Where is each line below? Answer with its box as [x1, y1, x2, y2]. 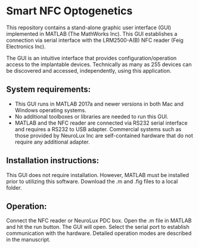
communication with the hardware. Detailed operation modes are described [6, 230, 192, 237]
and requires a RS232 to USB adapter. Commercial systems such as [14, 125, 182, 132]
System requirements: [6, 85, 91, 95]
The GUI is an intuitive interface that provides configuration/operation [6, 54, 177, 61]
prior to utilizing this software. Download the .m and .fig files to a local [6, 178, 178, 185]
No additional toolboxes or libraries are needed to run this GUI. [14, 113, 169, 120]
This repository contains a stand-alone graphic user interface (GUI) [6, 24, 172, 31]
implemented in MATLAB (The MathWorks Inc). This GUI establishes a [6, 30, 178, 37]
